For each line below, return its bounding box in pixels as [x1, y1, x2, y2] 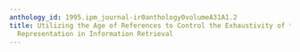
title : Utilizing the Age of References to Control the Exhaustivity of [9, 21, 286, 30]
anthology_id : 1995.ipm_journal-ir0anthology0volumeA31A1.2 [9, 12, 238, 22]
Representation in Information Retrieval [17, 29, 174, 38]
